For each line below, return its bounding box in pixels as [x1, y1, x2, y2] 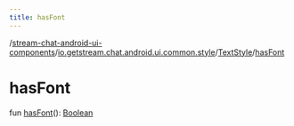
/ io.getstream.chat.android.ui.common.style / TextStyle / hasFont [54, 46, 285, 58]
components [9, 46, 56, 58]
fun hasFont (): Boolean [9, 107, 94, 118]
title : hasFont [9, 12, 66, 22]
